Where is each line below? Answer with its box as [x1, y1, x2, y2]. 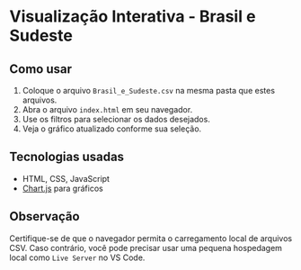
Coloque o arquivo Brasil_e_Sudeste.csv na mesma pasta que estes [22, 85, 276, 95]
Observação [9, 209, 80, 224]
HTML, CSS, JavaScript [22, 173, 111, 184]
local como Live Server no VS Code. [9, 252, 146, 263]
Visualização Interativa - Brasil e [9, 6, 256, 27]
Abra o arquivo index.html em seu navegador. [22, 104, 193, 114]
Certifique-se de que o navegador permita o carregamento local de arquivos [9, 232, 293, 244]
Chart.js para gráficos [22, 183, 103, 193]
